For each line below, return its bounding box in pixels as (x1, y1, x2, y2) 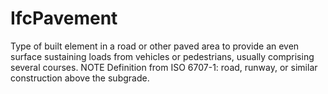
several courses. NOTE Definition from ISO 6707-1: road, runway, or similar (10, 61, 318, 73)
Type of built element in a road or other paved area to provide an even (10, 40, 300, 52)
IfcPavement (10, 7, 118, 30)
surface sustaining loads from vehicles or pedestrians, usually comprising (10, 50, 315, 62)
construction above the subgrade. (10, 72, 150, 84)
